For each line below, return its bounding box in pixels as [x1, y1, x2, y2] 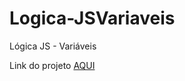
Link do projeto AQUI [9, 59, 96, 71]
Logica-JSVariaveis [9, 7, 176, 30]
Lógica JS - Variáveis [9, 40, 97, 52]
